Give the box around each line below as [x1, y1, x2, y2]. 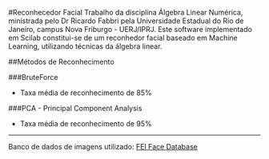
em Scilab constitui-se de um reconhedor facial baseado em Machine [8, 33, 238, 42]
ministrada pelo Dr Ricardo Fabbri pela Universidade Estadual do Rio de [8, 16, 244, 26]
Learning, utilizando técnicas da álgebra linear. [8, 42, 163, 51]
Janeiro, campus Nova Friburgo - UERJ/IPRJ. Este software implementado [8, 25, 252, 34]
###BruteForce [8, 73, 58, 81]
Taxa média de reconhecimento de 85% [19, 88, 152, 97]
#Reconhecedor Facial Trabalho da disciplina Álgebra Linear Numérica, [8, 8, 243, 17]
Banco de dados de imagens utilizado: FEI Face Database [8, 142, 198, 151]
